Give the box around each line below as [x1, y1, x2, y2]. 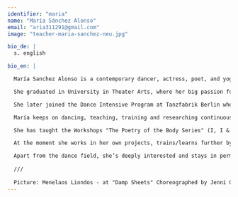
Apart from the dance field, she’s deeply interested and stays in [13, 152, 217, 160]
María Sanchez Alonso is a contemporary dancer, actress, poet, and [13, 75, 220, 82]
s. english [13, 50, 46, 57]
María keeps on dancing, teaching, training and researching [13, 114, 198, 121]
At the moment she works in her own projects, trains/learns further [13, 139, 223, 147]
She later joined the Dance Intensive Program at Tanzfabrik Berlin [13, 101, 220, 108]
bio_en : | [7, 63, 37, 70]
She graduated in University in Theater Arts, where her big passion [13, 88, 223, 95]
